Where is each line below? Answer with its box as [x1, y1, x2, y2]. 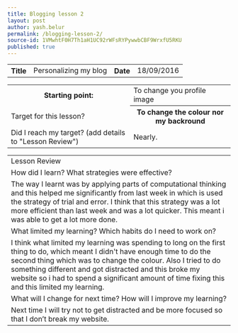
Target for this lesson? [11, 111, 85, 121]
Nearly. [133, 132, 158, 142]
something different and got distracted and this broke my [11, 264, 200, 274]
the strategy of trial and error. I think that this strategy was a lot [11, 197, 221, 207]
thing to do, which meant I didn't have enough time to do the [11, 246, 211, 256]
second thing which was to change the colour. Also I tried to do [11, 256, 221, 265]
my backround [155, 116, 205, 126]
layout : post [7, 17, 46, 24]
